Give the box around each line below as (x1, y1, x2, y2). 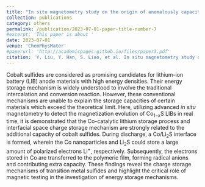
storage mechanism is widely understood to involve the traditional (6, 83, 172, 91)
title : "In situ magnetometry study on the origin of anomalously (6, 9, 179, 15)
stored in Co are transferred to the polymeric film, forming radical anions (6, 153, 189, 161)
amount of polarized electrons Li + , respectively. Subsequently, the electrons (6, 147, 198, 155)
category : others (6, 20, 51, 26)
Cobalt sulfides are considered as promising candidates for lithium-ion (6, 71, 184, 78)
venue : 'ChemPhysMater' (6, 43, 67, 49)
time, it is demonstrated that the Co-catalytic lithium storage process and (6, 118, 190, 125)
